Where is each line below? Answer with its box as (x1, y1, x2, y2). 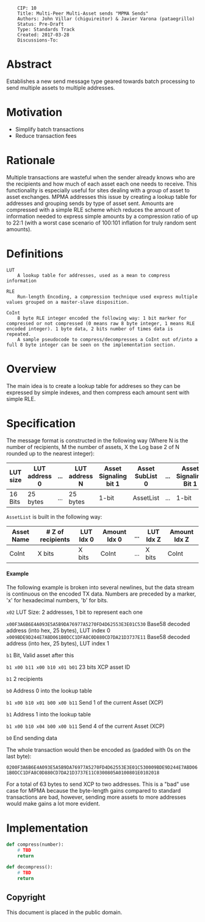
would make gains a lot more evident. (6, 799, 101, 807)
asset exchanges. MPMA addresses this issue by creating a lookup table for (6, 193, 197, 200)
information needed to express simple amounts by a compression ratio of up (6, 212, 198, 220)
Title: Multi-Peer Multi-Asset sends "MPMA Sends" (17, 10, 149, 16)
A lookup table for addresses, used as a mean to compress (17, 272, 171, 278)
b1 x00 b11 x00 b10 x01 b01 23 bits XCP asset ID (6, 663, 131, 671)
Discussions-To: (17, 37, 59, 43)
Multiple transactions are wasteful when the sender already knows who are (6, 173, 195, 181)
